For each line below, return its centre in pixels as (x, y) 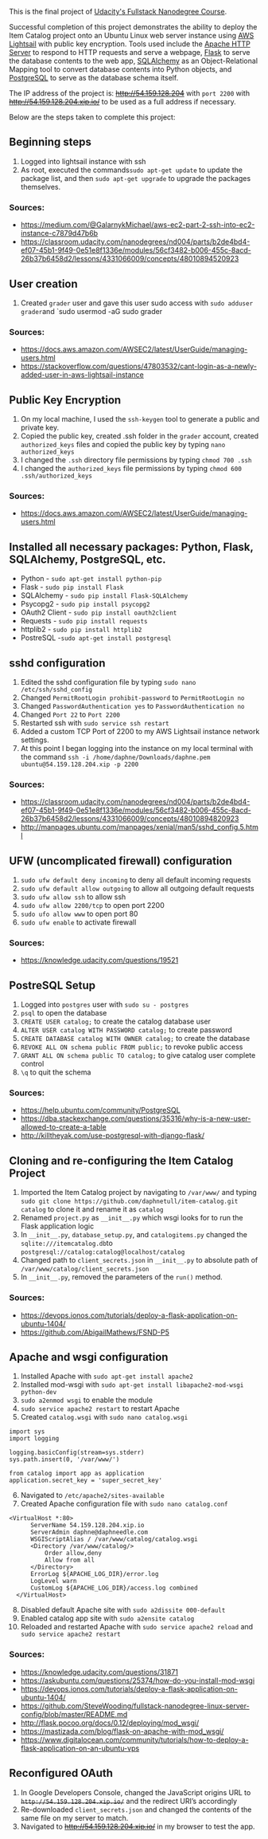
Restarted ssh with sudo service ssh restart (95, 723)
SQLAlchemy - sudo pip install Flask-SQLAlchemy (104, 595)
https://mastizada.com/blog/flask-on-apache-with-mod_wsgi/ (122, 1731)
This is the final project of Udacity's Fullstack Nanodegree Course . (118, 12)
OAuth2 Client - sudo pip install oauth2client (99, 612)
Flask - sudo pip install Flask (72, 587)
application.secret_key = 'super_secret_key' (85, 1481)
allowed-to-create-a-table (63, 1127)
